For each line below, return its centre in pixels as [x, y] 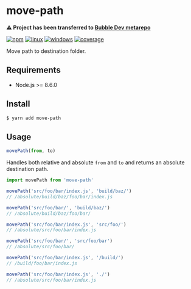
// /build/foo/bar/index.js [42, 263]
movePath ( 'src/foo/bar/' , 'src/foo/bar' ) [60, 241]
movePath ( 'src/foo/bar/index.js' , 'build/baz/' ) [69, 191]
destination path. [27, 169]
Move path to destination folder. [46, 51]
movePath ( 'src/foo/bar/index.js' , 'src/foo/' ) [66, 225]
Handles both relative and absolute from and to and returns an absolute [95, 162]
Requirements [33, 70]
